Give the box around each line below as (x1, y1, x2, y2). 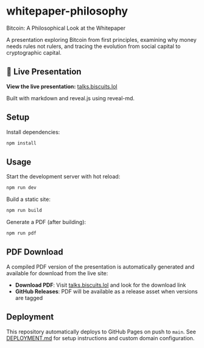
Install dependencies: (6, 128, 60, 135)
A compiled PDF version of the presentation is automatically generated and (6, 263, 195, 270)
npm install (6, 140, 37, 146)
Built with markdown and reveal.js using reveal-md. (6, 94, 135, 101)
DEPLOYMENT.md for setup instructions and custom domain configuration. (6, 334, 195, 341)
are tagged (15, 294, 43, 301)
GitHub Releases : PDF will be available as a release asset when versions (15, 287, 198, 295)
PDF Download (6, 247, 63, 258)
